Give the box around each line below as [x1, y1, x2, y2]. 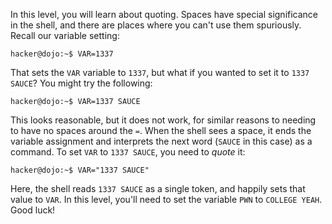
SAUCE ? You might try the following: [10, 77, 153, 89]
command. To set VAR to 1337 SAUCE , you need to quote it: [10, 146, 246, 158]
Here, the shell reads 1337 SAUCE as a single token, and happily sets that [10, 183, 306, 194]
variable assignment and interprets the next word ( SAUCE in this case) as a [10, 135, 313, 147]
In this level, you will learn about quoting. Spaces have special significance [10, 9, 319, 20]
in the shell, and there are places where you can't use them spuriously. [10, 19, 302, 31]
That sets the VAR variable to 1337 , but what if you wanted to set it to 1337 [10, 67, 310, 78]
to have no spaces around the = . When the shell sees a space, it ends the [10, 125, 312, 136]
